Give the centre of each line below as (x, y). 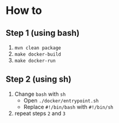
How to (24, 11)
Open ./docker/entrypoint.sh (61, 100)
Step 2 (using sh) (39, 79)
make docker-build (38, 55)
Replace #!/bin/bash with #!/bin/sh (68, 107)
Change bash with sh (40, 94)
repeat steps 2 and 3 (40, 113)
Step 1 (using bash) (43, 33)
